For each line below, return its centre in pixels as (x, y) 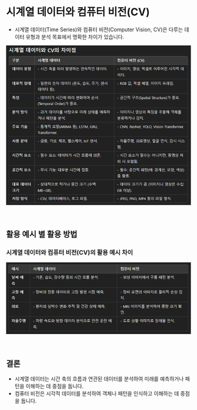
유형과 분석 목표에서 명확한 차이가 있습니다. (75, 36)
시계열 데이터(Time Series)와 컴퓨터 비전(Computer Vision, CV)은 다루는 (99, 29)
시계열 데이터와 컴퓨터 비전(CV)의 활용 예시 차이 (69, 252)
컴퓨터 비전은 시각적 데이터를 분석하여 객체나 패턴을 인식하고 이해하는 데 (97, 394)
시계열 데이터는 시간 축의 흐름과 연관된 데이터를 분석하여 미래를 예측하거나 (99, 379)
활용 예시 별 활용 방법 (42, 234)
